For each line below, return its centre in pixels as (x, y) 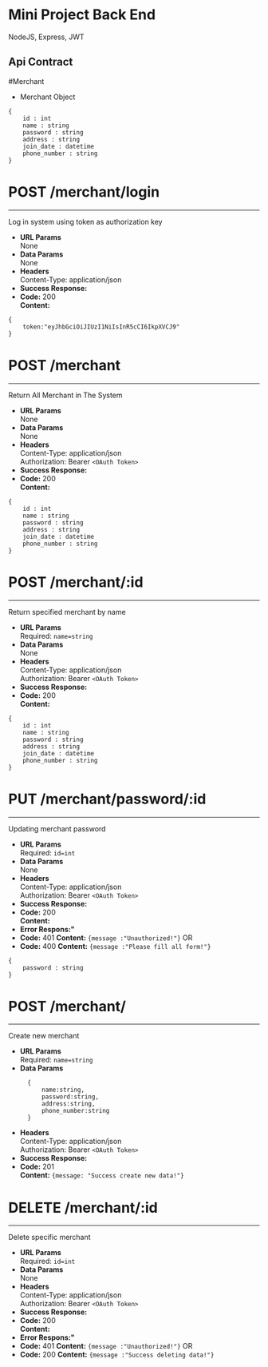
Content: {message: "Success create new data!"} (102, 1175)
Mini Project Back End (82, 15)
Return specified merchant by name (67, 612)
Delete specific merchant (49, 1237)
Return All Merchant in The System (65, 395)
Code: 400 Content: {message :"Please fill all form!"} (115, 946)
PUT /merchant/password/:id (107, 799)
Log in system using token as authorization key (85, 221)
